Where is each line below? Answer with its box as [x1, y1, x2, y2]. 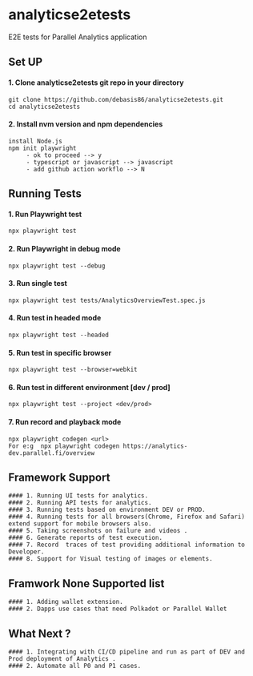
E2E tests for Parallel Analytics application [8, 32, 147, 42]
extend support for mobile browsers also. [8, 520, 152, 528]
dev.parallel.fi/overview [8, 449, 94, 457]
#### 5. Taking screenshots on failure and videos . [8, 527, 188, 535]
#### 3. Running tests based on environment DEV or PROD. [8, 506, 206, 514]
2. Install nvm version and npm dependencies [8, 119, 163, 129]
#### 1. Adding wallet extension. [8, 598, 124, 606]
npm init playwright [8, 144, 78, 152]
